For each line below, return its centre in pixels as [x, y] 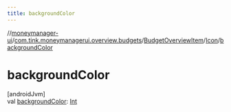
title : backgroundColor [41, 13]
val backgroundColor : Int [42, 101]
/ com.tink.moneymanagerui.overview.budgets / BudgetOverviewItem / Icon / [116, 40]
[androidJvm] [26, 94]
